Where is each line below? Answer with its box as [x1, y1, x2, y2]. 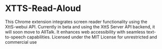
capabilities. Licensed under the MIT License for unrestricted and [26, 34, 158, 40]
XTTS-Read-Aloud [5, 3, 81, 14]
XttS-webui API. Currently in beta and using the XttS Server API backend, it [5, 24, 155, 29]
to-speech [5, 34, 26, 40]
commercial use [5, 39, 37, 45]
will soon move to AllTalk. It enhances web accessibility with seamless [5, 29, 146, 35]
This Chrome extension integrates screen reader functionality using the [5, 19, 147, 24]
